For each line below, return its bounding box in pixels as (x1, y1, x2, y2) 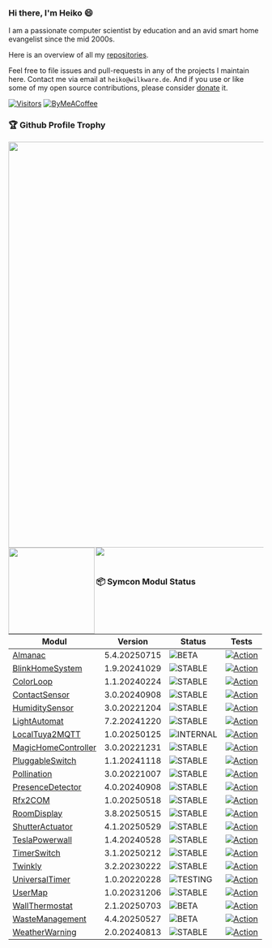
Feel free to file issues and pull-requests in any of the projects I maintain (8, 66, 249, 75)
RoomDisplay (12, 808, 63, 819)
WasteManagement (12, 913, 87, 924)
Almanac (12, 649, 46, 661)
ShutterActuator (12, 821, 73, 832)
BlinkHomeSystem (12, 662, 83, 674)
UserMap (12, 886, 49, 898)
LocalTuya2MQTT (12, 728, 81, 739)
